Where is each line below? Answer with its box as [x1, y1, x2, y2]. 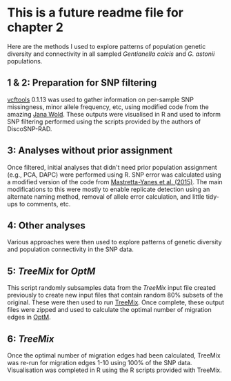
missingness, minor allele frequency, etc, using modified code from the [7, 102, 209, 111]
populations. [7, 57, 43, 65]
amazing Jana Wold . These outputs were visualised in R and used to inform [7, 110, 221, 118]
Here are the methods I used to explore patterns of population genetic [7, 42, 206, 50]
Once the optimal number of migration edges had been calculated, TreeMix [7, 351, 221, 360]
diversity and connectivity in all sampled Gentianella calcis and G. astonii [7, 50, 215, 58]
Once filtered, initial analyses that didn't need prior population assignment [7, 163, 217, 171]
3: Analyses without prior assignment [7, 145, 173, 157]
